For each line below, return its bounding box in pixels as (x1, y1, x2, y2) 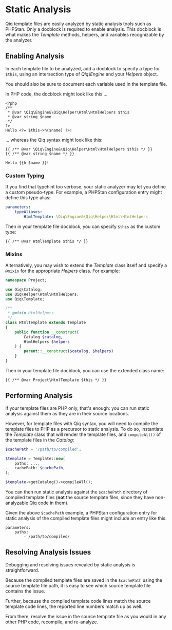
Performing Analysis (5, 391, 73, 400)
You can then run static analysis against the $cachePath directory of (5, 489, 148, 495)
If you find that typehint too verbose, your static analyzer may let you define (5, 184, 166, 190)
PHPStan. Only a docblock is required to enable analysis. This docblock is (5, 26, 162, 32)
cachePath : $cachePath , (14, 466, 66, 471)
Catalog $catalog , (24, 334, 63, 339)
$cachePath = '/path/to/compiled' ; (5, 447, 82, 452)
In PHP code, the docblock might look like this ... (5, 91, 108, 97)
